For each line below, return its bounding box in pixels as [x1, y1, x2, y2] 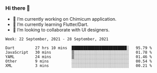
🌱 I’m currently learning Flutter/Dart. [12, 21, 88, 27]
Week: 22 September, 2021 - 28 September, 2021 [5, 36, 109, 42]
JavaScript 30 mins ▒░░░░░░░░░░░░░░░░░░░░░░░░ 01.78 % [5, 50, 152, 55]
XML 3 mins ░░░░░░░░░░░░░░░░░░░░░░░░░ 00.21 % [5, 63, 152, 68]
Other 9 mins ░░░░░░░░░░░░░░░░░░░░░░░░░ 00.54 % [5, 59, 152, 64]
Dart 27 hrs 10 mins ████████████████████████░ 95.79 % [5, 46, 152, 51]
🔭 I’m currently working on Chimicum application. [12, 16, 117, 22]
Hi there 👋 [5, 5, 31, 12]
